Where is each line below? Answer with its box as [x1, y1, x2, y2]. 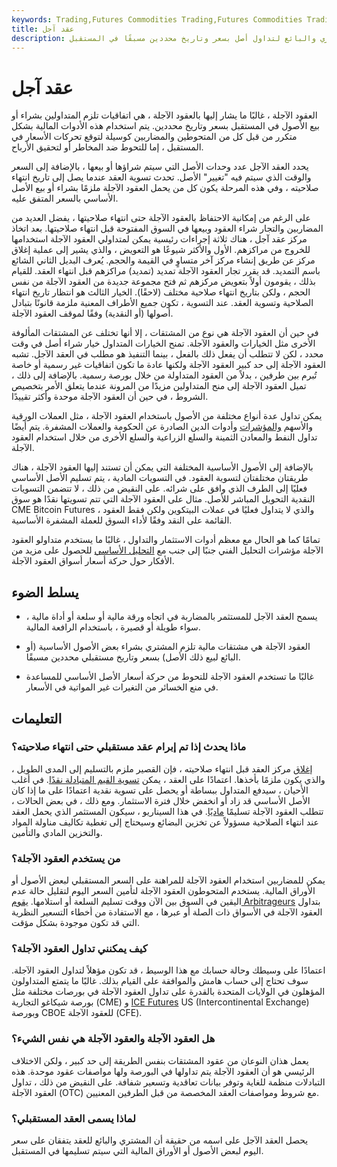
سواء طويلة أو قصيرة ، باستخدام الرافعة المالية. [25, 621, 201, 633]
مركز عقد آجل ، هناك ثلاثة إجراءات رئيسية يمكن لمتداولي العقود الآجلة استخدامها [11, 233, 308, 245]
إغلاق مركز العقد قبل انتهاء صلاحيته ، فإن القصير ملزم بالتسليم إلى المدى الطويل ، [11, 762, 313, 775]
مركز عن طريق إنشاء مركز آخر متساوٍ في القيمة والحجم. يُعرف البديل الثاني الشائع [11, 254, 316, 266]
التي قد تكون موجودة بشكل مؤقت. [11, 917, 141, 929]
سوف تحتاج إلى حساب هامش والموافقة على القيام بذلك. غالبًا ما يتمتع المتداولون [11, 975, 309, 987]
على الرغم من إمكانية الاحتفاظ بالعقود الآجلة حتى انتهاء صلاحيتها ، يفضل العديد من [11, 212, 311, 224]
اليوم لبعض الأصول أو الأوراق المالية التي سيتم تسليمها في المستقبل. [11, 1145, 264, 1156]
